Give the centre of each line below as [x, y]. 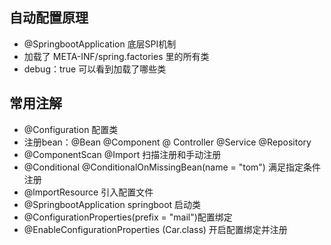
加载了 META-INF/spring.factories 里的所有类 [116, 56]
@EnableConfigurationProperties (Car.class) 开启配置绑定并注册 [155, 229]
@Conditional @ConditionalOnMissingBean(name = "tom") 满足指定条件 [172, 167]
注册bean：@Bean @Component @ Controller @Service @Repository [167, 142]
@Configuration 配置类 [71, 129]
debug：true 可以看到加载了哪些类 [95, 69]
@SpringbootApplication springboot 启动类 [112, 204]
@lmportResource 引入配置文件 [88, 192]
